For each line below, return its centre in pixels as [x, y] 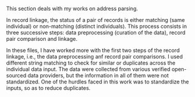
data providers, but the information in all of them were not [98, 75]
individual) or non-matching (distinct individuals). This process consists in [97, 26]
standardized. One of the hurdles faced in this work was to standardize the [97, 82]
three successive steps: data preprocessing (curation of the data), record [96, 33]
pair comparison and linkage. [42, 39]
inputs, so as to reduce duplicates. [48, 88]
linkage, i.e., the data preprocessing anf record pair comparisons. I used [95, 56]
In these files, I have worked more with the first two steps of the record [93, 50]
